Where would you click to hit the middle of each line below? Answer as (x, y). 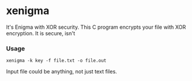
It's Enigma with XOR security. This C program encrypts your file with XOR (96, 27)
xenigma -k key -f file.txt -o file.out (57, 61)
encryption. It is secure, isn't (41, 33)
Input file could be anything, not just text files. (62, 72)
